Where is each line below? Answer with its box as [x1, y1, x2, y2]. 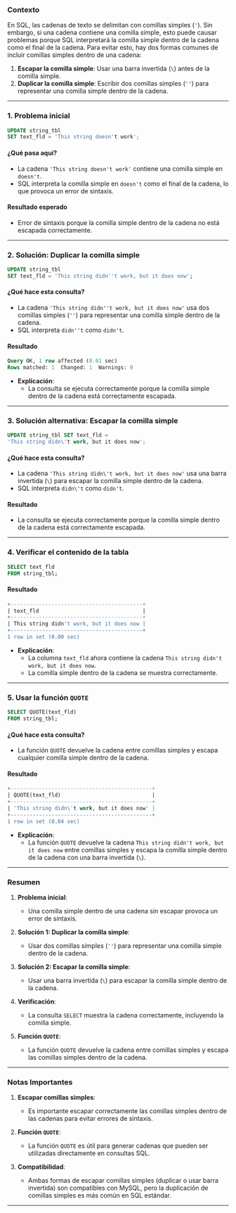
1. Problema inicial [7, 111, 70, 121]
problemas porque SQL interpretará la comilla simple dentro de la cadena [7, 36, 219, 44]
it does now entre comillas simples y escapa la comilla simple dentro [27, 845, 228, 854]
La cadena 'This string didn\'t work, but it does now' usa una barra [17, 469, 227, 477]
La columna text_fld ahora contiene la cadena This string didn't [27, 653, 223, 662]
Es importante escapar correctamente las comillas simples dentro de [27, 1107, 227, 1115]
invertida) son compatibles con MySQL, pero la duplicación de [27, 1183, 209, 1193]
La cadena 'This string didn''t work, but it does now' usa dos [17, 304, 209, 312]
